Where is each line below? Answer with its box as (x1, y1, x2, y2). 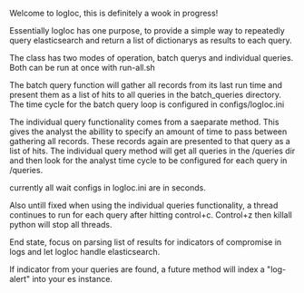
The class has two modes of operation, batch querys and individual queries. (9, 53, 294, 63)
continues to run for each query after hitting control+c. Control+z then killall (9, 210, 292, 220)
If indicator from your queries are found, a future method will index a (9, 264, 265, 275)
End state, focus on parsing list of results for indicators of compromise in (9, 237, 282, 248)
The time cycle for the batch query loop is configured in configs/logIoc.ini (9, 99, 285, 110)
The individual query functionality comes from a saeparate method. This (9, 117, 279, 127)
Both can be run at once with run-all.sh (9, 63, 156, 73)
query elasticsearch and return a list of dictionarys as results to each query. (9, 35, 292, 45)
